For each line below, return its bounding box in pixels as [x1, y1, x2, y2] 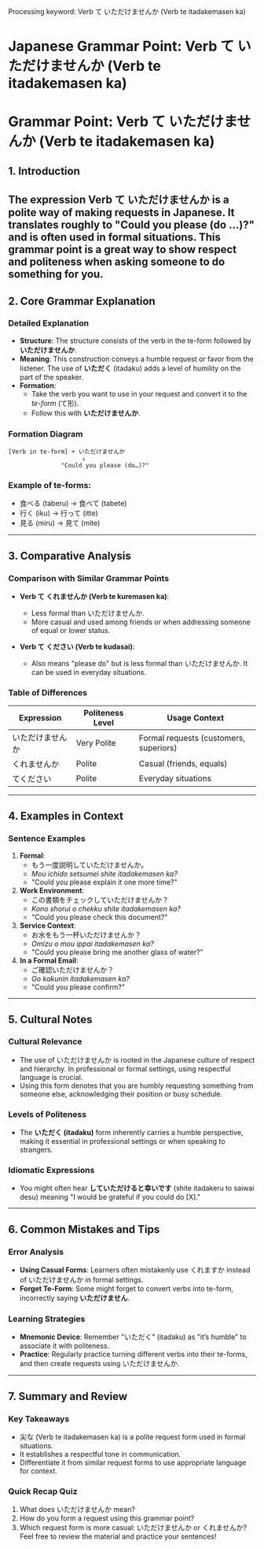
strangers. [19, 1145, 53, 1155]
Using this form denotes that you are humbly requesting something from [19, 1081, 254, 1090]
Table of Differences [8, 687, 88, 698]
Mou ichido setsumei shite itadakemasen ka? [31, 869, 178, 879]
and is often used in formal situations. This [8, 231, 222, 244]
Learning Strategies [8, 1313, 86, 1324]
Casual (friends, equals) [138, 758, 228, 769]
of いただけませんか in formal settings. [19, 1275, 144, 1285]
